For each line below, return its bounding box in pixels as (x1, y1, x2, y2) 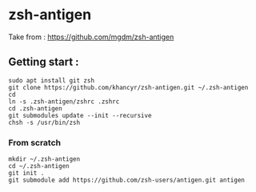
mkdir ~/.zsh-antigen (8, 155, 81, 163)
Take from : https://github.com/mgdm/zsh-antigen (8, 32, 174, 42)
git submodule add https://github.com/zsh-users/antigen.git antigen (8, 176, 246, 185)
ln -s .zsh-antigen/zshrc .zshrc (8, 98, 120, 106)
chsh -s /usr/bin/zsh (8, 118, 81, 126)
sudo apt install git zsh (8, 76, 94, 85)
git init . (8, 170, 45, 178)
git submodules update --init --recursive (8, 111, 152, 119)
